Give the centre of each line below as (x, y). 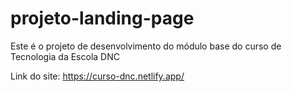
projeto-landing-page (102, 18)
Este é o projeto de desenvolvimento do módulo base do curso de (146, 46)
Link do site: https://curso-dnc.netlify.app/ (97, 76)
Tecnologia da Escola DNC (65, 56)
